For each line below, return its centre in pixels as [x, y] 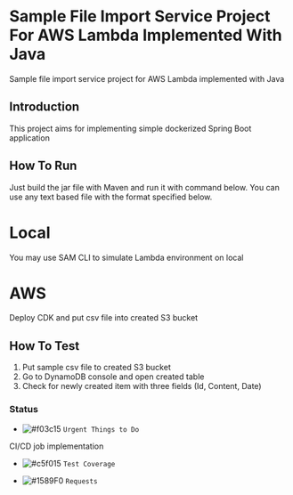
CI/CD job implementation [57, 446]
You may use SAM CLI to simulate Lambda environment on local [126, 257]
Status [24, 410]
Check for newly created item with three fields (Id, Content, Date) [142, 386]
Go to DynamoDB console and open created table [113, 377]
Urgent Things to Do [101, 429]
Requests [81, 481]
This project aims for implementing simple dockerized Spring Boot [130, 128]
